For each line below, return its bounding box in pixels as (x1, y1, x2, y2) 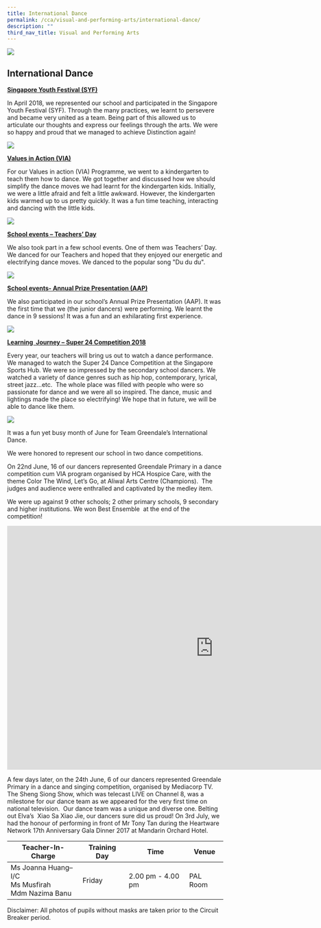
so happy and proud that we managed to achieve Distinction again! (7, 128, 196, 136)
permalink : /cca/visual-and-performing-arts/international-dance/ (7, 16, 201, 23)
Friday (82, 876, 103, 885)
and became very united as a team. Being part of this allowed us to (7, 114, 196, 122)
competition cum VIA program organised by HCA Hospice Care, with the (7, 470, 211, 478)
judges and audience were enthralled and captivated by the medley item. (7, 484, 213, 492)
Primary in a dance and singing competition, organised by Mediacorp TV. (7, 783, 213, 791)
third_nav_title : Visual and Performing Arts (7, 29, 139, 36)
